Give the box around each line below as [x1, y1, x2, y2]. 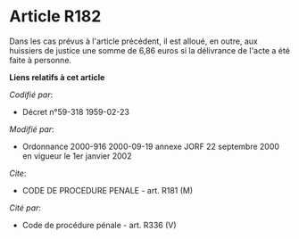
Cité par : [9, 202, 42, 213]
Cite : [9, 168, 27, 178]
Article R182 [9, 6, 102, 27]
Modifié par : [9, 123, 55, 135]
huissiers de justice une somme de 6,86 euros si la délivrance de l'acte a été [9, 45, 290, 55]
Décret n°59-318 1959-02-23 [21, 106, 129, 117]
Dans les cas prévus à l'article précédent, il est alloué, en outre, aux [9, 36, 259, 46]
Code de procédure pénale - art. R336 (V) [21, 219, 177, 230]
